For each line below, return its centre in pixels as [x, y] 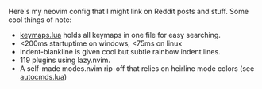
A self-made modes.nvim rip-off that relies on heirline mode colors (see [137, 69]
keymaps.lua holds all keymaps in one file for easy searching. [120, 35]
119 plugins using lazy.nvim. [65, 60]
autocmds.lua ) [43, 77]
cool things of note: [40, 20]
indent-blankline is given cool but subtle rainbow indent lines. [120, 52]
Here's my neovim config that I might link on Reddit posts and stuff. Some [128, 11]
